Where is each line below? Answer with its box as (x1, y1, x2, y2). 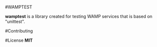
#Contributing (5, 28, 33, 33)
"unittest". (5, 19, 25, 24)
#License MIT (5, 37, 33, 43)
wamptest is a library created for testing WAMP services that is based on (5, 14, 153, 19)
